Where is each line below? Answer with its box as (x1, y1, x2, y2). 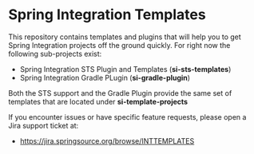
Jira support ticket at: (8, 120, 79, 130)
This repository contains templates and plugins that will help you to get (8, 32, 241, 41)
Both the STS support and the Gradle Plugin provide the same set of (8, 88, 232, 97)
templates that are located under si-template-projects (8, 97, 189, 106)
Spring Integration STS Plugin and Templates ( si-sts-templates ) (19, 64, 232, 73)
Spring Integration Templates (8, 6, 206, 24)
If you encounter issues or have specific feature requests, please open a (8, 112, 247, 121)
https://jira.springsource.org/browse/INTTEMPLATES (19, 136, 195, 145)
